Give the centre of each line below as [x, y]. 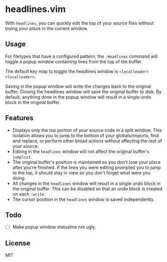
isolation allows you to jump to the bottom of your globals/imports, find [86, 135]
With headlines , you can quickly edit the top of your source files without [79, 23]
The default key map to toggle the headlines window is [62, 71]
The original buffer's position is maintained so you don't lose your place [87, 162]
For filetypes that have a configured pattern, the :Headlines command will [81, 56]
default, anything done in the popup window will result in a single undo [78, 97]
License [18, 243]
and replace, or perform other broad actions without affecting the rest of [87, 141]
